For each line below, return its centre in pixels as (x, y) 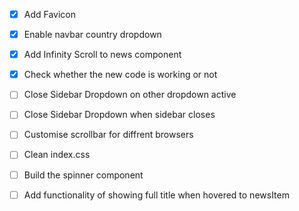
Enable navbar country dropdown (92, 35)
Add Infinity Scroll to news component (102, 55)
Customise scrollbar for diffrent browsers (108, 135)
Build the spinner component (83, 175)
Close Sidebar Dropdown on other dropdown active (130, 95)
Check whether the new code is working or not (120, 75)
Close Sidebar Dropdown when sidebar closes (119, 115)
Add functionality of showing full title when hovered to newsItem (156, 195)
